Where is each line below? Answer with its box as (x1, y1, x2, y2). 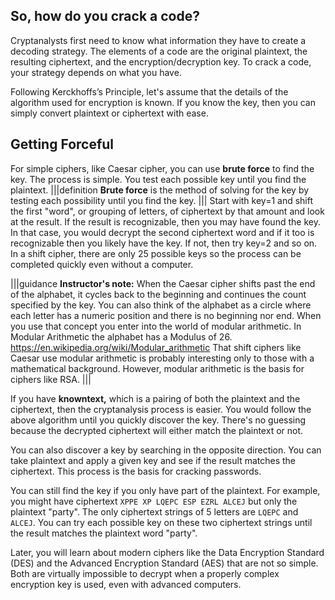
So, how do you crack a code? (10, 8, 200, 25)
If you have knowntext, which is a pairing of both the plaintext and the (10, 392, 301, 404)
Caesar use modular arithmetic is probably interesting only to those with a (10, 352, 315, 364)
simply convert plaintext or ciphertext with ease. (10, 107, 209, 119)
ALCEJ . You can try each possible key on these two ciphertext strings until (10, 516, 313, 528)
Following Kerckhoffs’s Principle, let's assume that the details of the (10, 85, 289, 98)
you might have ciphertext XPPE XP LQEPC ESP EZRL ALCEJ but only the (10, 495, 298, 507)
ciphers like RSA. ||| (10, 373, 92, 385)
